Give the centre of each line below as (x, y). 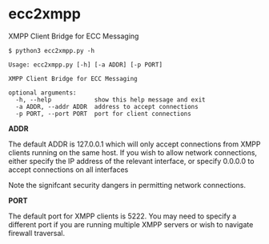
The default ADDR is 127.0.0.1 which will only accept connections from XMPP (134, 144)
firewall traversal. (37, 233)
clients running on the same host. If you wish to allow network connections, (133, 152)
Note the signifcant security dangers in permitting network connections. (127, 185)
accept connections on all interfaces (68, 170)
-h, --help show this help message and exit (110, 100)
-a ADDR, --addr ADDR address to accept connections (107, 106)
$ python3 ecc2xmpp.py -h (51, 50)
